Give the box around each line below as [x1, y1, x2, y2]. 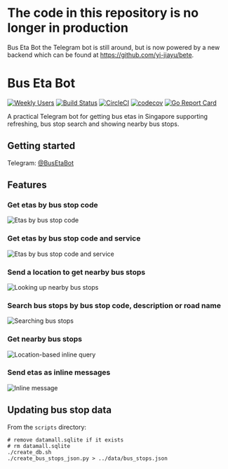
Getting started [7, 140, 76, 152]
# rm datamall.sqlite [7, 442, 71, 449]
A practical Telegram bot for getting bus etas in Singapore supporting [7, 112, 208, 120]
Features [7, 179, 47, 191]
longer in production [7, 20, 128, 36]
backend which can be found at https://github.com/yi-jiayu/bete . [7, 51, 194, 59]
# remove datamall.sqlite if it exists [7, 436, 124, 444]
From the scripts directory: [7, 423, 86, 431]
